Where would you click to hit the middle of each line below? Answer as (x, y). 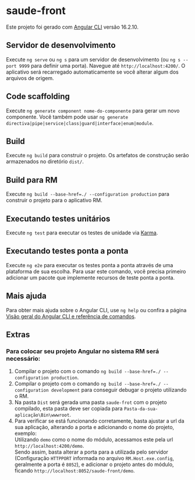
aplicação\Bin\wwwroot (42, 415)
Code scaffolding (38, 97)
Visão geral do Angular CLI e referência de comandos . (71, 316)
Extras (18, 335)
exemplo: (25, 433)
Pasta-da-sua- (141, 409)
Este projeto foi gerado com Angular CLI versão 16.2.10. (72, 27)
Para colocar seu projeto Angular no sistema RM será (82, 351)
